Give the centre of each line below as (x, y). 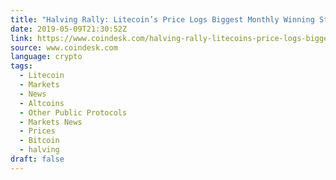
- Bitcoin (39, 141)
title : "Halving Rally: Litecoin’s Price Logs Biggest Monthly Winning (162, 19)
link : (21, 38)
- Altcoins (42, 103)
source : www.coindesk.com (64, 47)
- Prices (37, 131)
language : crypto (46, 57)
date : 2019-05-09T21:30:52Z (69, 29)
